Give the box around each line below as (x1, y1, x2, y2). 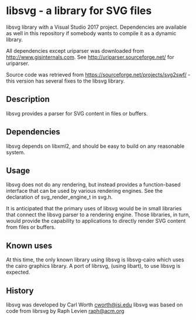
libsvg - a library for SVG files (6, 4, 152, 18)
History (6, 285, 34, 295)
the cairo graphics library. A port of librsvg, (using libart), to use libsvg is (6, 263, 181, 270)
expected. (6, 268, 30, 276)
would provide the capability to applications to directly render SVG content (6, 217, 186, 224)
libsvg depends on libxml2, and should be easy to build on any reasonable (6, 142, 185, 149)
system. (6, 148, 25, 156)
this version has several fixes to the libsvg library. (6, 77, 125, 84)
